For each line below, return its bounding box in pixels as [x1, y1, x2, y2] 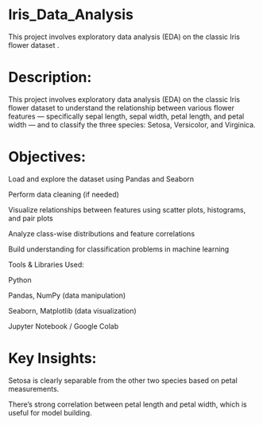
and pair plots [8, 213, 54, 223]
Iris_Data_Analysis [8, 6, 133, 24]
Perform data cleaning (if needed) [8, 189, 119, 199]
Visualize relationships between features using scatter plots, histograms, [8, 205, 246, 214]
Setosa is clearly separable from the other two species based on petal [8, 376, 238, 385]
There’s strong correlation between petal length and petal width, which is [8, 400, 248, 409]
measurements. [8, 384, 60, 393]
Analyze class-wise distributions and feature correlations [8, 228, 195, 238]
